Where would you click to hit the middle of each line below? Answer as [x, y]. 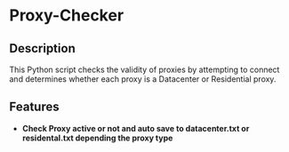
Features [34, 107]
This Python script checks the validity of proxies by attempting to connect [144, 69]
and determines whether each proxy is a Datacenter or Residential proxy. [143, 79]
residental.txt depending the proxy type [97, 138]
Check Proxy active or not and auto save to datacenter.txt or [136, 128]
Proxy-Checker [67, 16]
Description [42, 48]
